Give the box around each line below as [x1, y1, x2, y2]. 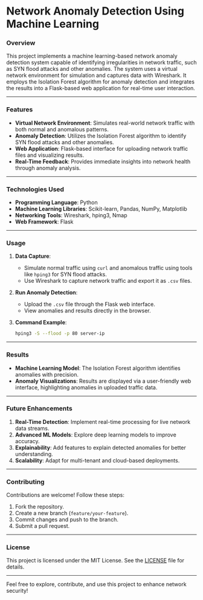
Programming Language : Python [14, 199, 98, 206]
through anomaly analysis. [14, 164, 81, 171]
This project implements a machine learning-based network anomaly [6, 53, 178, 60]
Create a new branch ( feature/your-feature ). [14, 510, 129, 517]
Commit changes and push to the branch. [14, 516, 119, 523]
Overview [6, 39, 36, 47]
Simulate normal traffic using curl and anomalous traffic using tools [24, 265, 193, 272]
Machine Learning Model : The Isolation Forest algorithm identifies [14, 364, 181, 372]
